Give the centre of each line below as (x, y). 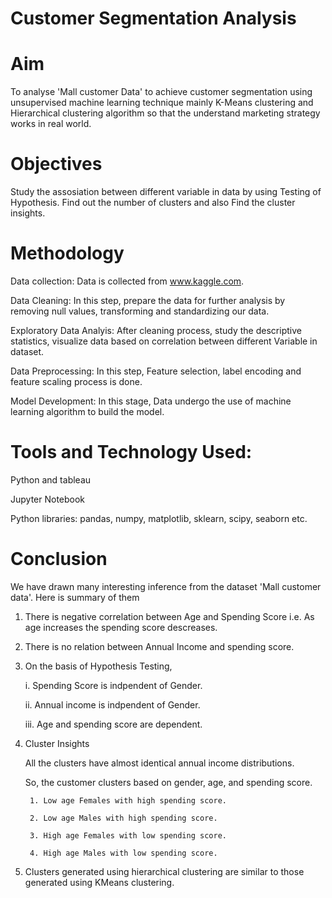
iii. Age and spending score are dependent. (113, 724)
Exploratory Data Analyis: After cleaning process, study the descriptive (156, 330)
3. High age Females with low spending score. (128, 835)
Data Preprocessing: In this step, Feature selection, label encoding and (156, 371)
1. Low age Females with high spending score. (128, 800)
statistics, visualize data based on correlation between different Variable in (164, 341)
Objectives (56, 164)
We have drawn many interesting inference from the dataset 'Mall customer (166, 586)
